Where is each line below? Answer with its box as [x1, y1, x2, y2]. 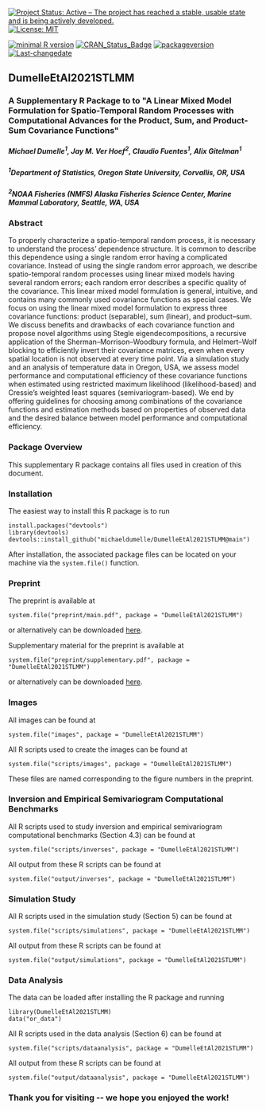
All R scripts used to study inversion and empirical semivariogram [8, 821, 222, 831]
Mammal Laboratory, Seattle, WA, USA [8, 198, 140, 207]
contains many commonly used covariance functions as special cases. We [8, 295, 252, 304]
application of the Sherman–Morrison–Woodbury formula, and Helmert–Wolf [8, 337, 257, 346]
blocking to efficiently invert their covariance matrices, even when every [8, 346, 245, 355]
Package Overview [8, 442, 83, 453]
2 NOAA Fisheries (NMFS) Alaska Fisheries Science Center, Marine [8, 187, 232, 198]
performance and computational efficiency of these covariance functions [8, 371, 248, 381]
